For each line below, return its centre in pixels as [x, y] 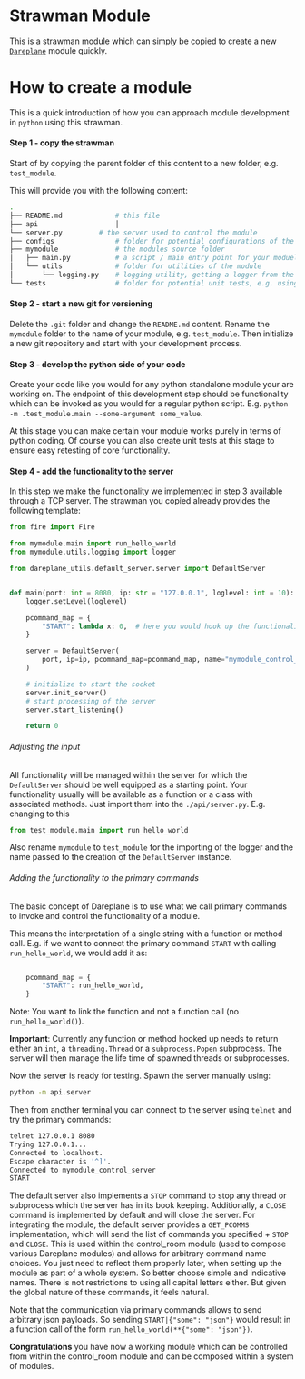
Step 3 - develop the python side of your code [98, 364]
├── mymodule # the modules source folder [117, 250]
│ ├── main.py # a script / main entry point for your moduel [154, 258]
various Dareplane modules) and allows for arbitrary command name [138, 1254]
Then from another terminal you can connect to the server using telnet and [151, 1110]
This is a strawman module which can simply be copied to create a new [143, 41]
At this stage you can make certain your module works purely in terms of [145, 431]
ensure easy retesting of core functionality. [90, 450]
